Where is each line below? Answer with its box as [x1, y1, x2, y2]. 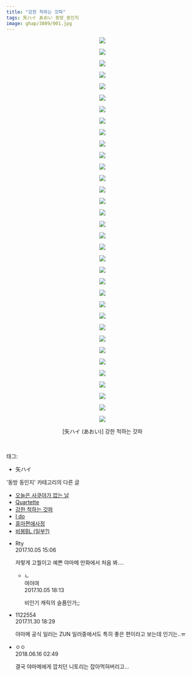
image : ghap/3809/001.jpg [6, 20, 72, 26]
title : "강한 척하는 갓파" [6, 9, 66, 15]
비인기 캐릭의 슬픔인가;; [24, 599, 80, 606]
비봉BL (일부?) [15, 527, 50, 535]
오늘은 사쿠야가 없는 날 [15, 492, 69, 499]
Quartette [15, 499, 40, 506]
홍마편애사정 [15, 520, 46, 527]
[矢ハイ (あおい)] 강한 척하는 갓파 [62, 428, 143, 435]
